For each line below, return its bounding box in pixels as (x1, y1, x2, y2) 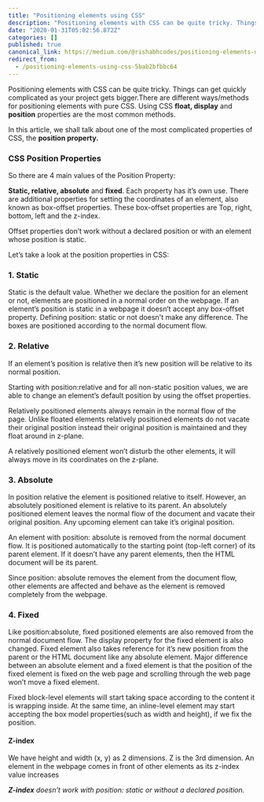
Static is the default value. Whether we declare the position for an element (8, 288, 249, 297)
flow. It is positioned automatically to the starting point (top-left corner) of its (8, 540, 256, 550)
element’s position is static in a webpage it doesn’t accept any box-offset (8, 304, 245, 314)
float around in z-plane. (8, 431, 84, 440)
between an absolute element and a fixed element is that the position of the (8, 661, 253, 670)
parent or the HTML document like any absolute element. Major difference (8, 652, 248, 662)
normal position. (8, 367, 61, 377)
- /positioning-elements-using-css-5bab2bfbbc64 (15, 63, 178, 71)
